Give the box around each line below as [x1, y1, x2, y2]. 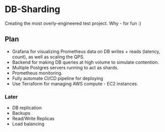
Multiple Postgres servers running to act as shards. [12, 64, 119, 70]
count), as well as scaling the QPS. [12, 54, 85, 60]
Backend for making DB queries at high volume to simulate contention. [12, 59, 159, 65]
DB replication [12, 105, 42, 111]
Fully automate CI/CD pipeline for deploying [12, 75, 103, 81]
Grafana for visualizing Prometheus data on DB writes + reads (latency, [12, 48, 160, 54]
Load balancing [12, 121, 45, 127]
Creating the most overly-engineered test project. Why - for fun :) [5, 20, 141, 26]
